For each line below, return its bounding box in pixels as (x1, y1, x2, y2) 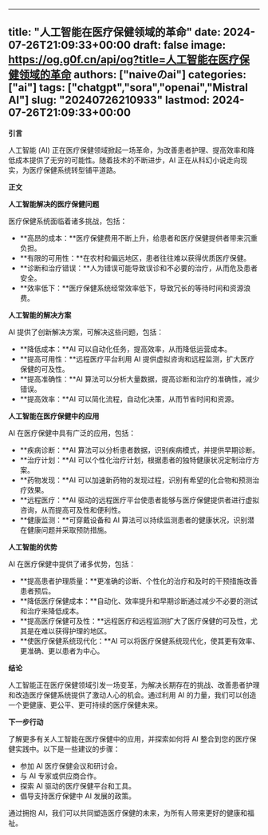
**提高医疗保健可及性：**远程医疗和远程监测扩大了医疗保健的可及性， (19, 616, 251, 625)
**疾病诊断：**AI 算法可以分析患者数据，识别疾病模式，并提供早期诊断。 (19, 445, 260, 454)
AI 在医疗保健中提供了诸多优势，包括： (8, 559, 136, 569)
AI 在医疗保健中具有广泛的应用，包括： (8, 428, 136, 437)
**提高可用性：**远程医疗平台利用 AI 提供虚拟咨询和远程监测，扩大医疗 (19, 354, 255, 364)
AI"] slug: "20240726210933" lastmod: (8, 94, 211, 107)
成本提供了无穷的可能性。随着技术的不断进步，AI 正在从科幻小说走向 (14, 155, 241, 165)
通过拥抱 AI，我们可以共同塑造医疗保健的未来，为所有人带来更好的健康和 (8, 808, 248, 817)
